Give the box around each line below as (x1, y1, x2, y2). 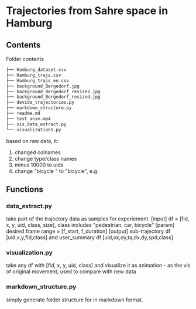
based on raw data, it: (6, 137, 59, 144)
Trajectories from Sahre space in (6, 4, 169, 18)
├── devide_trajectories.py (6, 100, 75, 106)
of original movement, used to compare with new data (6, 268, 136, 275)
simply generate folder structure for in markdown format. (6, 296, 143, 303)
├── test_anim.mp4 (6, 116, 51, 121)
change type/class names (14, 155, 77, 162)
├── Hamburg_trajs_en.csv (6, 77, 69, 83)
